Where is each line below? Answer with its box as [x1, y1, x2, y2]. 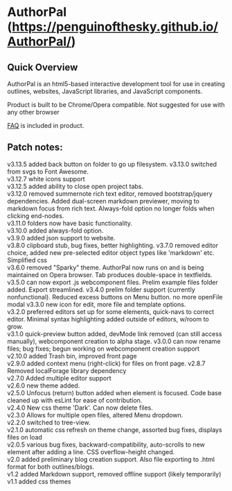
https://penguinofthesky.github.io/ [12, 19, 219, 35]
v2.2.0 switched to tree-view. [7, 418, 91, 426]
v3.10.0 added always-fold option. [7, 226, 104, 235]
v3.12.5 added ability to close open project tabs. [7, 182, 144, 190]
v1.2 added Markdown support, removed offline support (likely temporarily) [7, 469, 222, 478]
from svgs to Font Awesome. [7, 167, 89, 176]
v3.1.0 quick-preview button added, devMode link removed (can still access [7, 329, 222, 338]
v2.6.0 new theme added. [7, 381, 80, 390]
